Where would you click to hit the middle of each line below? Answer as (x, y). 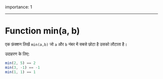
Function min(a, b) (42, 31)
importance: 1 (19, 7)
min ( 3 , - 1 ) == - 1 (23, 67)
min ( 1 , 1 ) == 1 (20, 72)
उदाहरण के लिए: (17, 54)
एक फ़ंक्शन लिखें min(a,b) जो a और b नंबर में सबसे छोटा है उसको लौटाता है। (66, 44)
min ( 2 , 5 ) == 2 (20, 63)
